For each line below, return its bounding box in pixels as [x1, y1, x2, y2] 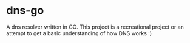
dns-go [6, 4, 44, 17]
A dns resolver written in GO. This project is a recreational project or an [6, 23, 184, 30]
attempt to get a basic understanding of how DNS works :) [6, 29, 152, 36]
